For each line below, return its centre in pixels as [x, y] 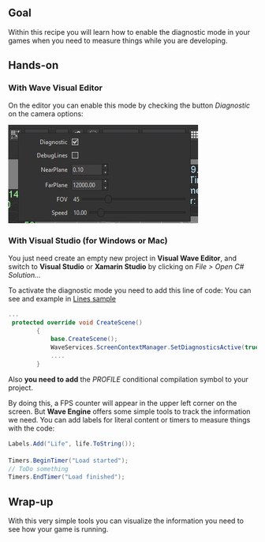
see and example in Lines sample [62, 298]
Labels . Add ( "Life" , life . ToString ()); [72, 443]
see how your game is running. [58, 529]
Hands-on [34, 65]
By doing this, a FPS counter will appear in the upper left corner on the [123, 403]
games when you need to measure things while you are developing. [118, 40]
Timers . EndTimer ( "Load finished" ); [67, 477]
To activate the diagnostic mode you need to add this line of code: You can [130, 290]
